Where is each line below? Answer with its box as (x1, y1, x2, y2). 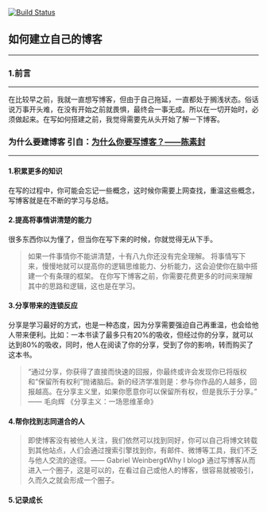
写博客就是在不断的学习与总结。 (8, 195, 113, 205)
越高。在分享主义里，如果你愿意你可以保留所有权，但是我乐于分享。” (34, 387, 257, 397)
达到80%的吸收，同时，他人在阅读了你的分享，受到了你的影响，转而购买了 (8, 340, 254, 350)
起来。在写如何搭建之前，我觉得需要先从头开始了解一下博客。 (21, 115, 224, 124)
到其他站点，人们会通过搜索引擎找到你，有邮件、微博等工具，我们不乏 (27, 446, 258, 455)
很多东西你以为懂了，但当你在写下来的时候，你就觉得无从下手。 (8, 234, 217, 244)
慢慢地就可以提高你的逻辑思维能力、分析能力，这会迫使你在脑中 (41, 261, 251, 271)
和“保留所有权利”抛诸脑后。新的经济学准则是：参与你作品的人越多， (27, 377, 250, 386)
